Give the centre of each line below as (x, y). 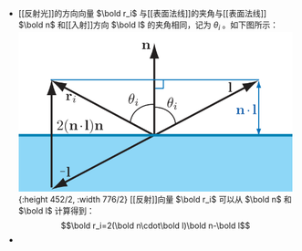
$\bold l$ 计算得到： (57, 210)
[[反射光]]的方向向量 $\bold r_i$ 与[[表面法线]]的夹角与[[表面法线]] (142, 13)
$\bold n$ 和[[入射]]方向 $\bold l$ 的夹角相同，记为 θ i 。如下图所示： (148, 26)
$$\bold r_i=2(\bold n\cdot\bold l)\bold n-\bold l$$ (156, 225)
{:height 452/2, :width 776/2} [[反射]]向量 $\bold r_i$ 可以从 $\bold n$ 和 (155, 199)
